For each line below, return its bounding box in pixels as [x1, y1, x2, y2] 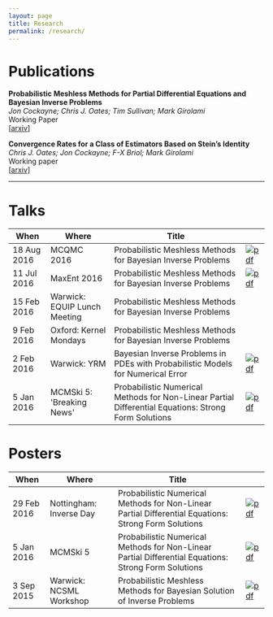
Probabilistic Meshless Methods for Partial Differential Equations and [8, 89, 246, 98]
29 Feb [12, 498, 40, 509]
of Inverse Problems [117, 595, 195, 606]
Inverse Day [50, 508, 96, 519]
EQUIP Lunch [50, 302, 102, 313]
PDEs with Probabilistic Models [113, 358, 233, 370]
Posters [8, 445, 63, 463]
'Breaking [50, 397, 87, 408]
